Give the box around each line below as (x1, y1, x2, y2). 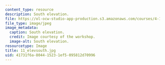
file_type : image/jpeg (5, 21, 52, 26)
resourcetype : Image (5, 43, 48, 48)
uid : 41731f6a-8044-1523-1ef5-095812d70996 (5, 52, 96, 58)
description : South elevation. (5, 12, 69, 17)
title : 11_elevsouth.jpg (5, 48, 56, 53)
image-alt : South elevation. (9, 39, 69, 44)
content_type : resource (5, 7, 54, 12)
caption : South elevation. (9, 30, 65, 35)
